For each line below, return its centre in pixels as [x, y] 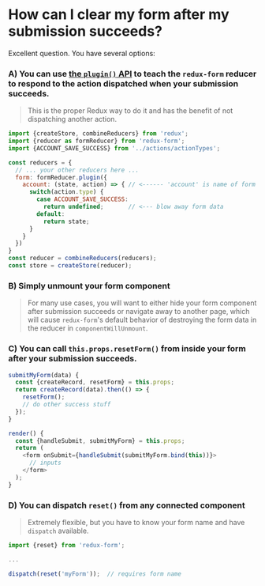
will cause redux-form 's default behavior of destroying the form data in [142, 320]
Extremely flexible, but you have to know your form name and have [136, 522]
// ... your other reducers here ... [77, 170]
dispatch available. [58, 531]
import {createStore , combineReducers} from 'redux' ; [99, 134]
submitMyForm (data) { [44, 375]
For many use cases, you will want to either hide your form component [142, 303]
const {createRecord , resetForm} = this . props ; [95, 382]
